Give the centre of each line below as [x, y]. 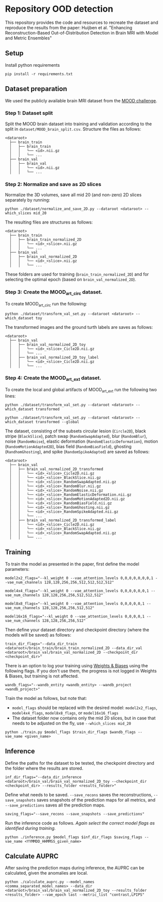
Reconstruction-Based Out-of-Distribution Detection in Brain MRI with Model [82, 33]
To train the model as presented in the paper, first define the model [72, 564]
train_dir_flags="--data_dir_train [41, 644]
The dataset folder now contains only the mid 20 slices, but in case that [84, 718]
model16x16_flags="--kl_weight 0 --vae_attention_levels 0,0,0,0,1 [75, 616]
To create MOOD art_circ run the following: [46, 304]
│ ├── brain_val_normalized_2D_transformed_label [63, 520]
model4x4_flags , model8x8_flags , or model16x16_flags [65, 713]
